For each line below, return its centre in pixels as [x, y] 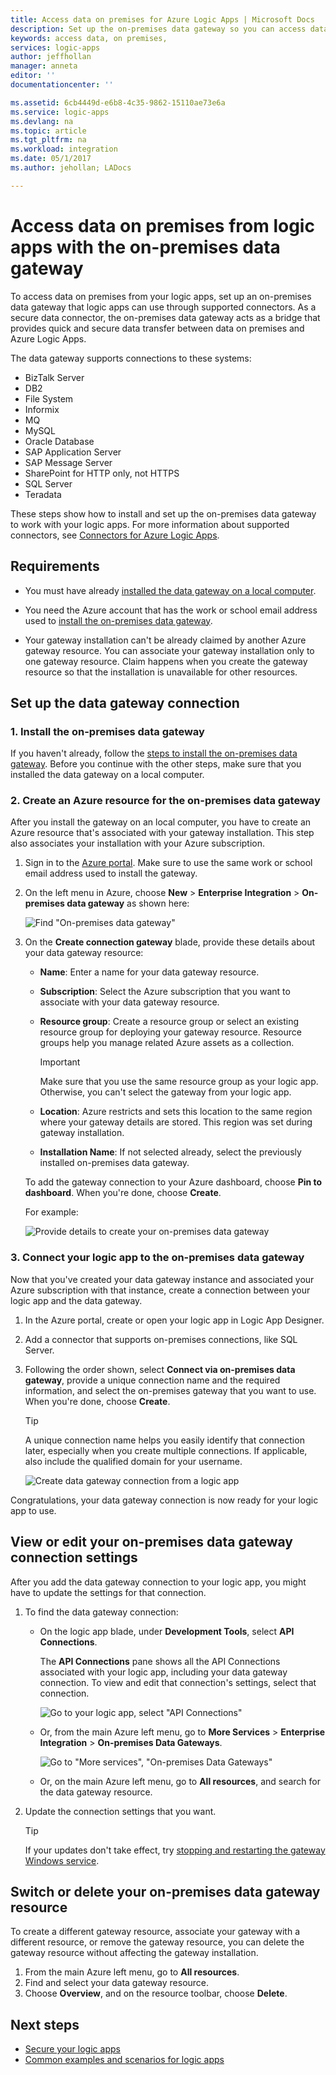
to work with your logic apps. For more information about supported [150, 524]
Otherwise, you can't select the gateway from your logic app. [165, 1092]
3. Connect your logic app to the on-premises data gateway [157, 1258]
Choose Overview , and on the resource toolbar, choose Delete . [156, 1993]
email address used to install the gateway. [111, 873]
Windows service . [62, 1860]
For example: [51, 1212]
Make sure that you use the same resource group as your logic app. [179, 1082]
